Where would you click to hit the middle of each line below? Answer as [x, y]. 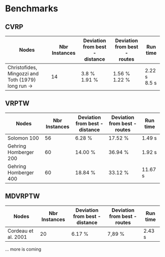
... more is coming [23, 249]
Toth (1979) [22, 80]
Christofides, [22, 67]
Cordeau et [20, 231]
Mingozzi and [23, 73]
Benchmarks [32, 9]
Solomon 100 [23, 138]
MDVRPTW [23, 196]
